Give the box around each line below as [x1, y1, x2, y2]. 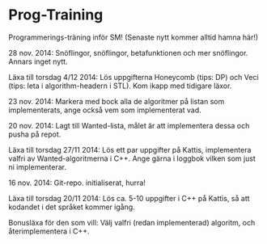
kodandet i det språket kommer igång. [8, 202, 135, 212]
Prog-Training [8, 6, 104, 24]
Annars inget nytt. [8, 57, 68, 66]
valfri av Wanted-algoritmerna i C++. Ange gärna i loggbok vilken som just [8, 154, 256, 163]
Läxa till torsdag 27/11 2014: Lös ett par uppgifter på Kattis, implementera [8, 145, 252, 154]
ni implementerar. [8, 162, 67, 171]
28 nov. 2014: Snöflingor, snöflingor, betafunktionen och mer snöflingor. [8, 48, 248, 57]
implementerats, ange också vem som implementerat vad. [8, 105, 202, 115]
